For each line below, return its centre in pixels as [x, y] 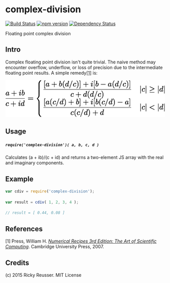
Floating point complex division [38, 33]
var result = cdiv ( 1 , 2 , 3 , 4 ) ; [42, 202]
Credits [17, 263]
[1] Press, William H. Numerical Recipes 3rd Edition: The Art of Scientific [81, 241]
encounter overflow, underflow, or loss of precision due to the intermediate [84, 67]
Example [19, 179]
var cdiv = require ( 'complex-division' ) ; [50, 191]
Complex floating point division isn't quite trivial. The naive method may [80, 62]
